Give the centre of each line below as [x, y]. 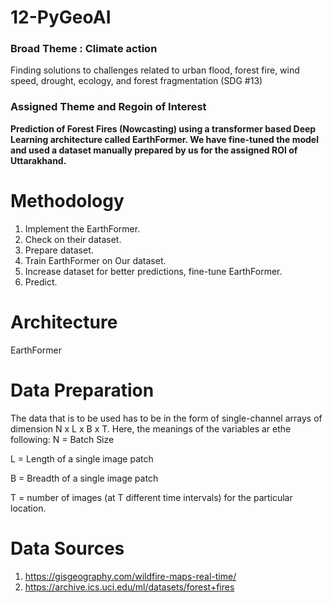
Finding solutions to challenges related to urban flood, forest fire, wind [155, 70]
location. [28, 508]
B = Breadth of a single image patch [84, 478]
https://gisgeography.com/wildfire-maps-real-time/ [130, 576]
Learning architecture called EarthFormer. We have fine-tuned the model [164, 139]
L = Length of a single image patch [82, 458]
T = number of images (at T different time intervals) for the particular [151, 497]
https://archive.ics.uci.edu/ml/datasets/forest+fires [129, 587]
